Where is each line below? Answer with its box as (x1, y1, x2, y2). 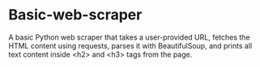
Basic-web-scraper (8, 6, 143, 24)
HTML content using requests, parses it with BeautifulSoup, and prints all (8, 40, 253, 50)
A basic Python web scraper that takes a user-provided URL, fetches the (8, 32, 250, 42)
